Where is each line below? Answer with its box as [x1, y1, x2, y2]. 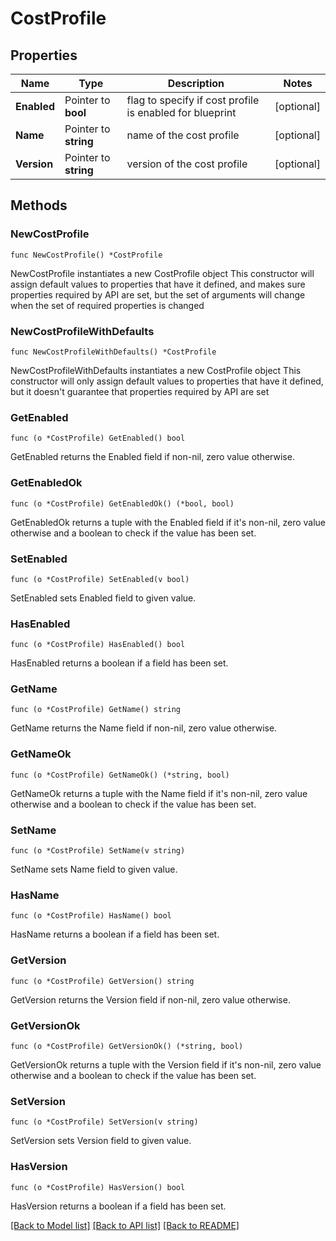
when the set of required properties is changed [10, 299, 205, 311]
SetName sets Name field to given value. [10, 863, 178, 876]
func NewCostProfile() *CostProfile [10, 250, 163, 260]
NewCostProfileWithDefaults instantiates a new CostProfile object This [10, 364, 302, 376]
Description [167, 77, 225, 90]
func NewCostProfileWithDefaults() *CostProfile [10, 347, 217, 357]
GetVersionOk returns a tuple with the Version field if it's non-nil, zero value [10, 1058, 322, 1071]
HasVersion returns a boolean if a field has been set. [10, 1200, 227, 1212]
